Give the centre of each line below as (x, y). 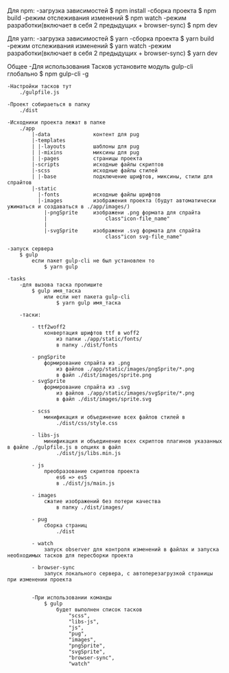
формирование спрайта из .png (87, 363)
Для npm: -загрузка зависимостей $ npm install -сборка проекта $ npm (112, 11)
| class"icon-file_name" (107, 219)
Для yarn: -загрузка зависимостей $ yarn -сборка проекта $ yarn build (111, 38)
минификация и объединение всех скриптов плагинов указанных (133, 441)
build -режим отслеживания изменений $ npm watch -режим (97, 18)
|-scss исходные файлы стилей (95, 170)
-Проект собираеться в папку (49, 104)
